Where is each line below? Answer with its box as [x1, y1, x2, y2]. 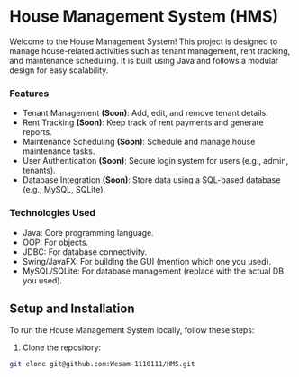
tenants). [22, 165, 56, 176]
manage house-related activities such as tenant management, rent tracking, [9, 45, 291, 56]
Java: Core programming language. [22, 227, 155, 238]
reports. [22, 127, 52, 138]
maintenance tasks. [22, 146, 95, 157]
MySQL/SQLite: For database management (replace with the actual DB [22, 265, 285, 276]
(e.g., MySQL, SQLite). [22, 184, 106, 195]
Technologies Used [9, 207, 96, 220]
